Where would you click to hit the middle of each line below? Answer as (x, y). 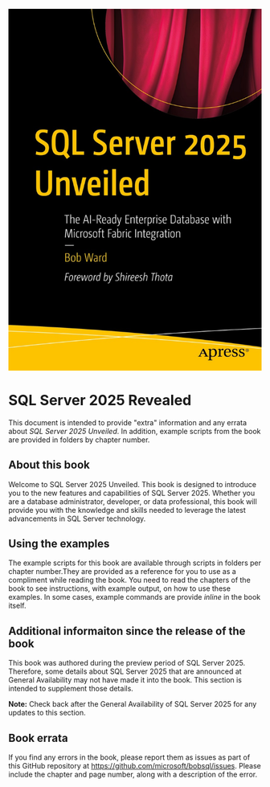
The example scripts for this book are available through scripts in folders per (135, 563)
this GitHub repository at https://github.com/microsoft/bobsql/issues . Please (135, 765)
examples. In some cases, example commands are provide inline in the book (135, 597)
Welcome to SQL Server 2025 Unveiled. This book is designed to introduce (133, 484)
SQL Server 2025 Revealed (100, 400)
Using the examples (59, 543)
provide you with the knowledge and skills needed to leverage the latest (127, 510)
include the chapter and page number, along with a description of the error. (133, 774)
